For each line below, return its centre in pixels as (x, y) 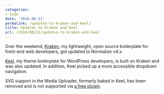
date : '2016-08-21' (25, 19)
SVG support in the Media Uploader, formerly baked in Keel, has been (75, 81)
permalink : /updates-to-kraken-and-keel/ (48, 23)
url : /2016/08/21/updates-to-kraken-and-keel (52, 32)
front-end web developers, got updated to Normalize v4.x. (64, 51)
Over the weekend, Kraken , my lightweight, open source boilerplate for (77, 46)
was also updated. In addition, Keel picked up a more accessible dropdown (81, 66)
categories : (17, 10)
